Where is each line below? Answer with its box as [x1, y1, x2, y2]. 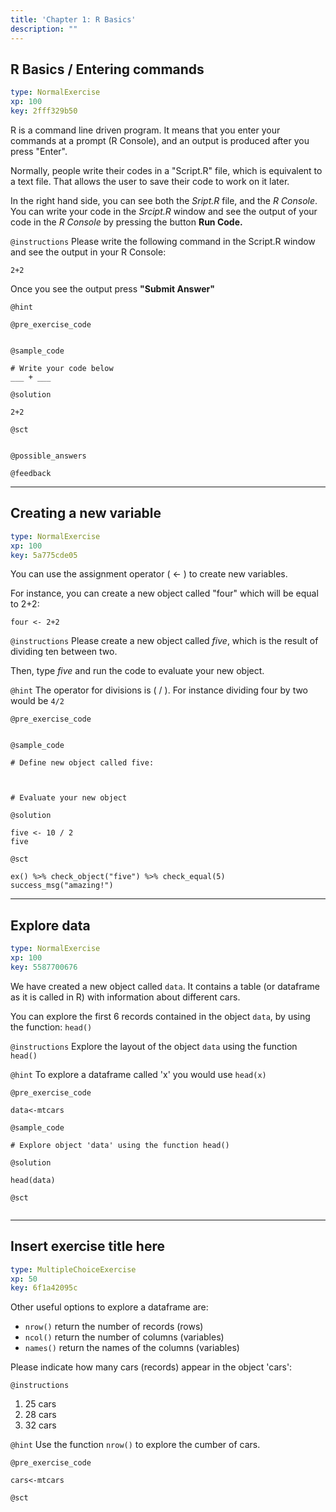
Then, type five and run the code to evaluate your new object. [10, 665, 265, 677]
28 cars [24, 1409, 57, 1421]
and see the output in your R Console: [10, 246, 167, 258]
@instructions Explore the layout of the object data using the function [10, 1040, 298, 1052]
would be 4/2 [10, 695, 65, 707]
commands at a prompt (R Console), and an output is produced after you [10, 134, 310, 146]
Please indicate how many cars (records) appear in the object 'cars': [10, 1361, 293, 1373]
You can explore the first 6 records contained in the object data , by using [10, 1010, 311, 1022]
